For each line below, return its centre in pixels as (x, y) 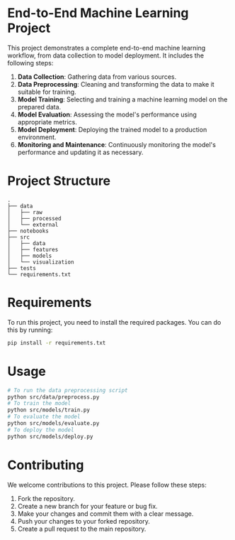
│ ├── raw (25, 212)
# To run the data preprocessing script (68, 390)
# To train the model (39, 404)
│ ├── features (33, 249)
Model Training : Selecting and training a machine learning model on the (122, 99)
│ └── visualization (41, 262)
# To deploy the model (41, 430)
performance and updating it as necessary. (80, 152)
